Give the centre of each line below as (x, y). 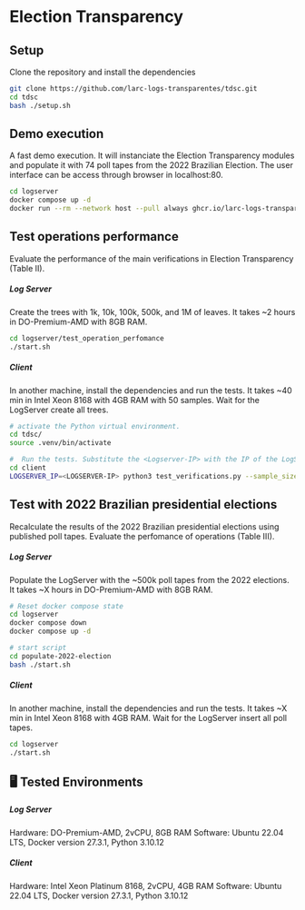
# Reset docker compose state (67, 606)
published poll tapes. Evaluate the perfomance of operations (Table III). (142, 536)
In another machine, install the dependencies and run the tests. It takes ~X (148, 708)
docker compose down (49, 623)
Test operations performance (94, 237)
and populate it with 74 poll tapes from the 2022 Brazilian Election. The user (151, 165)
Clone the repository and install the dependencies (103, 72)
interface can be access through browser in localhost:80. (117, 175)
